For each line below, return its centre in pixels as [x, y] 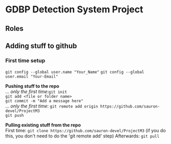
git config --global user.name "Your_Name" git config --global [75, 72]
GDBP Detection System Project [74, 10]
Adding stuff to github [41, 46]
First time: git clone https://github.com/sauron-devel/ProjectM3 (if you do [86, 131]
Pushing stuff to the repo [33, 86]
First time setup [25, 60]
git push [15, 116]
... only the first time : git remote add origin [52, 106]
